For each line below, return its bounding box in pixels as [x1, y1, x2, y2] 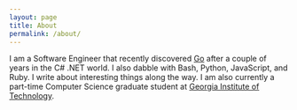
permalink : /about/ [9, 29, 82, 38]
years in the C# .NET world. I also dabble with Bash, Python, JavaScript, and [9, 62, 288, 73]
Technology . [9, 91, 55, 101]
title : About [9, 21, 58, 30]
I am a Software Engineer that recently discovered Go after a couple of [9, 54, 268, 64]
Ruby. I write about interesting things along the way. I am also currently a [9, 72, 275, 83]
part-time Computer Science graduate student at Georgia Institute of [9, 81, 260, 92]
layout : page [9, 12, 58, 22]
